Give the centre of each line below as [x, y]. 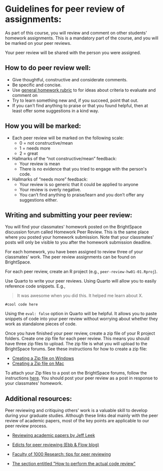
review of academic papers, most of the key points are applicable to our [77, 421]
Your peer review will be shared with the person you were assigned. [73, 53]
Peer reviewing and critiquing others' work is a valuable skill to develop [76, 411]
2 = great [28, 153]
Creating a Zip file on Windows [43, 358]
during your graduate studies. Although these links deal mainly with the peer [81, 415]
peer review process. [26, 426]
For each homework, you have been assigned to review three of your [74, 252]
